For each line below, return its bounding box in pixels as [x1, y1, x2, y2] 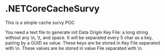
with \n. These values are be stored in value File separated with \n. [5, 45, 143, 51]
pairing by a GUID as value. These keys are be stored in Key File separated [5, 39, 160, 45]
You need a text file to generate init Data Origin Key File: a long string [5, 29, 148, 35]
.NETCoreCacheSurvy [5, 3, 100, 14]
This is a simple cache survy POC [5, 19, 75, 25]
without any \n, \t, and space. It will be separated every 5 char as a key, [5, 34, 153, 40]
